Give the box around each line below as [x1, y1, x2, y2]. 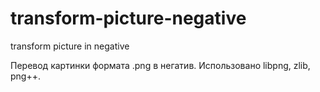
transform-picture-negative [10, 7, 247, 30]
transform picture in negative [10, 40, 130, 52]
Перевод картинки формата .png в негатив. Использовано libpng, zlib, [10, 59, 311, 71]
